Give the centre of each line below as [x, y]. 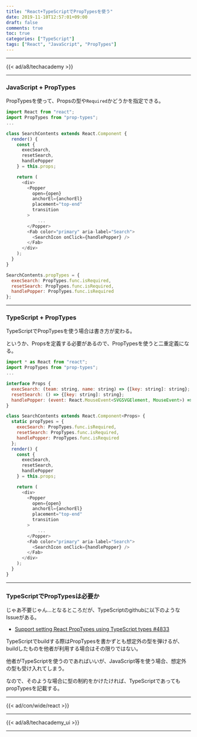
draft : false [22, 22]
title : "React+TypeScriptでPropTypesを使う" [60, 11]
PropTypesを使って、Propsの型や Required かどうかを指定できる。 [85, 101]
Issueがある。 [23, 618]
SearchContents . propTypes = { [43, 275]
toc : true [18, 34]
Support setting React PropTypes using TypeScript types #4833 [92, 629]
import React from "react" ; [40, 112]
